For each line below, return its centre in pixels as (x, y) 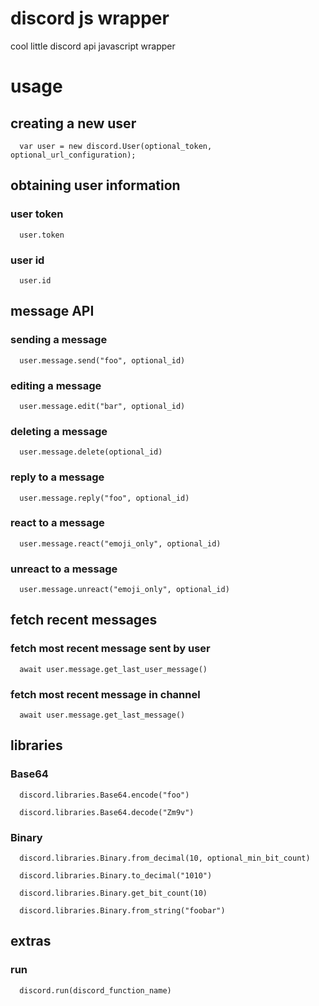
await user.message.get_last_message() (102, 715)
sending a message (59, 340)
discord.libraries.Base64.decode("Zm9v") (107, 812)
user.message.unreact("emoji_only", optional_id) (124, 590)
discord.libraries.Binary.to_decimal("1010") (116, 876)
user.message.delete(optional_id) (91, 452)
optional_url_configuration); (73, 155)
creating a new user (73, 123)
